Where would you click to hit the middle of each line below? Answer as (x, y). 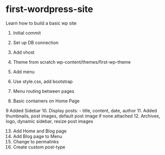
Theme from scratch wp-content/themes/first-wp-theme (72, 62)
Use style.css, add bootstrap (43, 81)
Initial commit (27, 33)
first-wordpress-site (50, 9)
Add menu (24, 72)
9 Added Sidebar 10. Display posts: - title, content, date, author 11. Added (81, 110)
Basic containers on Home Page (46, 101)
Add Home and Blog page (40, 131)
